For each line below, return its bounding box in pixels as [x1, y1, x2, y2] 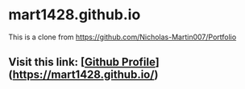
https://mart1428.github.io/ [12, 68, 155, 82]
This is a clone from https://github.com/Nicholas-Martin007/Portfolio [8, 32, 237, 42]
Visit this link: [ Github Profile [8, 55, 156, 69]
